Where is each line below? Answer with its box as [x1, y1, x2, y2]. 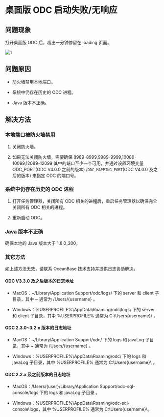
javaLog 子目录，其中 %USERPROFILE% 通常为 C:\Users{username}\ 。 [12, 359, 158, 365]
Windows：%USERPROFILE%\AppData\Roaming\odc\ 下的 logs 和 [12, 353, 146, 359]
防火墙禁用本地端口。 [12, 79, 55, 85]
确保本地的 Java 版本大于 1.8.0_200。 [5, 240, 81, 246]
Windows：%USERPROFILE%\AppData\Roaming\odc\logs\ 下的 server [12, 306, 155, 312]
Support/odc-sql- [99, 384, 136, 389]
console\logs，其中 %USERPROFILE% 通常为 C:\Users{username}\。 [12, 406, 152, 412]
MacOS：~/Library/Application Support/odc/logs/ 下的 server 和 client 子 [12, 290, 160, 296]
